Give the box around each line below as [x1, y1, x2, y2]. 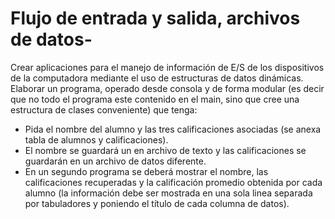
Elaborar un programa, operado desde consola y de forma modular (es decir [10, 82, 325, 94]
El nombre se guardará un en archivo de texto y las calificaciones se [24, 144, 307, 156]
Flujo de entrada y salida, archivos [10, 7, 301, 30]
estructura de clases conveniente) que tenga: [10, 103, 198, 116]
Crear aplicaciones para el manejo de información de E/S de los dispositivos [10, 61, 325, 73]
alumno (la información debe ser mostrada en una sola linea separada [24, 187, 313, 199]
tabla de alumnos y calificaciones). [24, 133, 169, 146]
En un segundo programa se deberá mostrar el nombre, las [24, 165, 269, 177]
